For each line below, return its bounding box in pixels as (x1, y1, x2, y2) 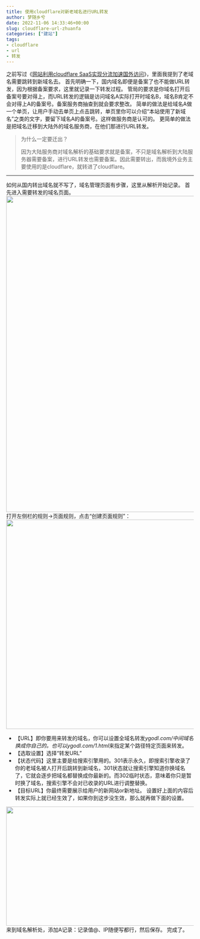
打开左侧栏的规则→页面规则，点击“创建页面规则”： (6, 512, 131, 520)
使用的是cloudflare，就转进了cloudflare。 (26, 162, 128, 170)
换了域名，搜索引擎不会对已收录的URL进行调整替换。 (20, 779, 151, 786)
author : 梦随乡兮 (6, 14, 46, 20)
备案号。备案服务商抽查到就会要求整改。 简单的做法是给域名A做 (35, 100, 192, 108)
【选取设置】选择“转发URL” (14, 749, 82, 756)
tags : (6, 36, 20, 42)
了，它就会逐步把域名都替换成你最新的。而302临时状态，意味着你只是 (14, 772, 186, 779)
